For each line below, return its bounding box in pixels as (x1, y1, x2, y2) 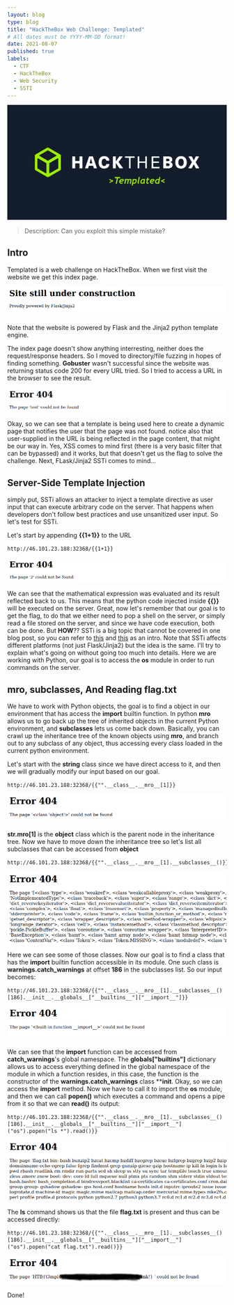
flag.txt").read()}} (63, 1244, 123, 1251)
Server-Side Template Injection (7, 477, 146, 489)
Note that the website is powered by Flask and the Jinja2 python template (7, 324, 219, 332)
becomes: (7, 973, 36, 981)
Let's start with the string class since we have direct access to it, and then (7, 760, 221, 769)
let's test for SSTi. (7, 517, 58, 526)
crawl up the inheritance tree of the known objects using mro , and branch (7, 732, 219, 740)
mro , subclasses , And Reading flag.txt (7, 683, 177, 696)
